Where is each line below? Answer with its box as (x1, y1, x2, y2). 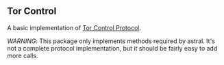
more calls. (7, 51, 38, 60)
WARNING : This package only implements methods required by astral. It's (7, 37, 216, 45)
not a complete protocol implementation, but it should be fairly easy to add (7, 44, 218, 52)
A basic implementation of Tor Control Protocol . (7, 23, 142, 31)
